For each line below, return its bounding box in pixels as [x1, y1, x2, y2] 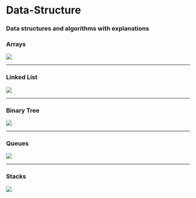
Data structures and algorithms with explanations [6, 25, 150, 33]
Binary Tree [6, 106, 40, 114]
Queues [6, 139, 29, 147]
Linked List [6, 73, 38, 81]
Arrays [6, 40, 26, 49]
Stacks [6, 172, 26, 180]
